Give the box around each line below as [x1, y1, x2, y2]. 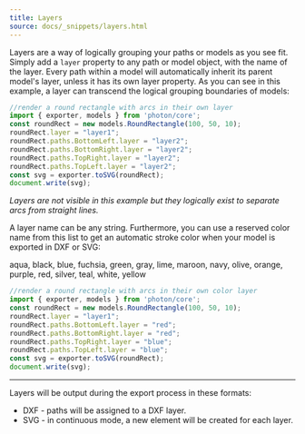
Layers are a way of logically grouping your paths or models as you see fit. [9, 46, 289, 57]
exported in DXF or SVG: [9, 242, 102, 252]
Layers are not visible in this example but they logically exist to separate [9, 195, 280, 206]
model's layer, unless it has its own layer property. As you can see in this [9, 75, 281, 86]
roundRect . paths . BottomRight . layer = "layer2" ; [9, 144, 193, 154]
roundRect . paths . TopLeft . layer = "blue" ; [9, 346, 169, 355]
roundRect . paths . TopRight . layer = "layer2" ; [9, 153, 181, 163]
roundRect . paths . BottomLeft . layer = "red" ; [9, 320, 177, 330]
